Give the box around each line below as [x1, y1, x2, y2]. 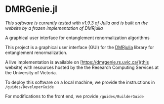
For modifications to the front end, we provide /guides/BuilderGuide [5, 93, 144, 99]
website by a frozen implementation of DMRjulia [5, 25, 103, 31]
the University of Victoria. [5, 69, 57, 75]
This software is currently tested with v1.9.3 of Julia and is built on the [5, 20, 148, 26]
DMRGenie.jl [5, 3, 58, 15]
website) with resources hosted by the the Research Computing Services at [5, 64, 159, 70]
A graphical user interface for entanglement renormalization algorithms [5, 35, 150, 41]
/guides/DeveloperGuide [5, 84, 54, 90]
